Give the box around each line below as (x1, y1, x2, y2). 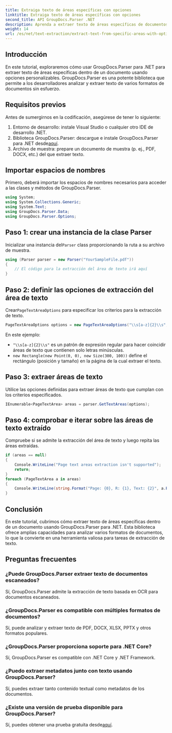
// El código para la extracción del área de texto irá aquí (14, 267, 147, 272)
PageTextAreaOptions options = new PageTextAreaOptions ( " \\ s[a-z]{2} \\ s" (5, 322, 166, 328)
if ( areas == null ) (5, 452, 47, 458)
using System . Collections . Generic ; (5, 200, 81, 205)
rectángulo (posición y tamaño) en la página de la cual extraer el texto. (12, 358, 162, 364)
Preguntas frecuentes (5, 555, 77, 564)
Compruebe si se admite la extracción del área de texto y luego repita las (5, 437, 160, 443)
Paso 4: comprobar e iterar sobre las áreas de (5, 416, 154, 424)
